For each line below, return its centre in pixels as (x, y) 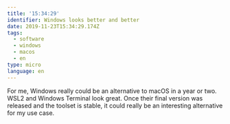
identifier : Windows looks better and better (73, 20)
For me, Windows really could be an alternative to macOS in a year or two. (112, 91)
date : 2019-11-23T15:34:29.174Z (53, 26)
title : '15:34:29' (33, 13)
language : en (26, 71)
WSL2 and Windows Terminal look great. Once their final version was (105, 98)
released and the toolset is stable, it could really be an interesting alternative (115, 105)
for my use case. (31, 113)
